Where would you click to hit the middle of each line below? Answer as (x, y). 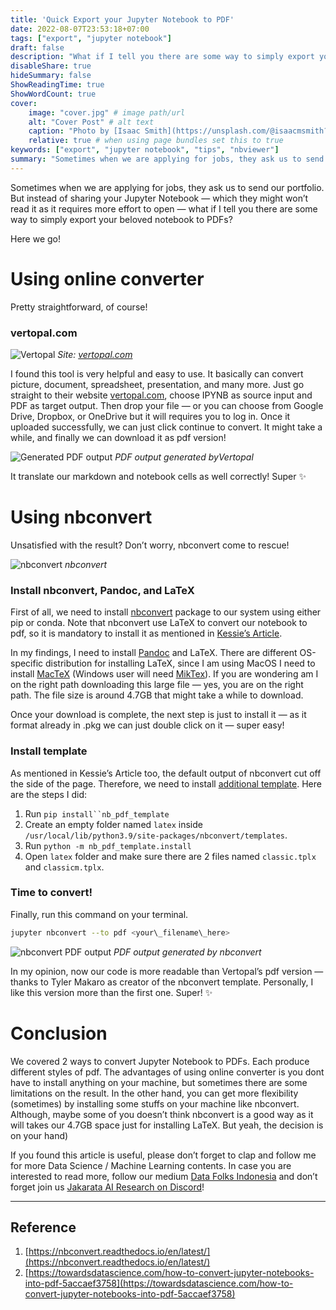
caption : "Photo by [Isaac (84, 131)
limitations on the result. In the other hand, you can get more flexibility (154, 1093)
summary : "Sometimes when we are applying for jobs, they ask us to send (167, 159)
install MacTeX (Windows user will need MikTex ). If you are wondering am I (164, 674)
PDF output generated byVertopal (184, 457)
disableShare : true (51, 66)
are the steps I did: (49, 794)
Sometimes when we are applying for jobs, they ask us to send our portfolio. (167, 187)
